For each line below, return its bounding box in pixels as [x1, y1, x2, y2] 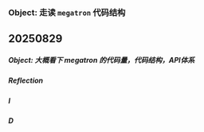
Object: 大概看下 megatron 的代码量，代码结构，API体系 [8, 55, 195, 64]
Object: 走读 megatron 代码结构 [8, 6, 126, 17]
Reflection [8, 76, 44, 85]
